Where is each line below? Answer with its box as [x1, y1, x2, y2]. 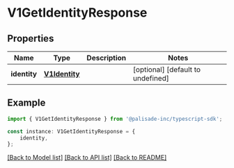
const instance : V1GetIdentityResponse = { [7, 128, 136, 135]
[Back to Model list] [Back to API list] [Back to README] [7, 153, 167, 162]
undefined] [132, 74, 169, 83]
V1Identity [43, 69, 80, 78]
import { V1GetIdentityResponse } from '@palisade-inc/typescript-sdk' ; [7, 115, 223, 122]
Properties [7, 33, 54, 44]
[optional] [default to [132, 65, 201, 74]
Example [7, 97, 46, 109]
